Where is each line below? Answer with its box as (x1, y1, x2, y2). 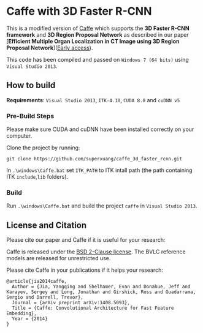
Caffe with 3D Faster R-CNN (6, 4, 152, 18)
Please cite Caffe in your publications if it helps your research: (6, 266, 164, 274)
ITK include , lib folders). (6, 173, 69, 181)
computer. (6, 132, 33, 140)
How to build (6, 80, 56, 91)
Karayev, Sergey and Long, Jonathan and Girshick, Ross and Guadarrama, (6, 289, 196, 295)
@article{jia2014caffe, (6, 279, 67, 285)
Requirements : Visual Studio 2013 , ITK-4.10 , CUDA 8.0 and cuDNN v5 (6, 96, 180, 103)
